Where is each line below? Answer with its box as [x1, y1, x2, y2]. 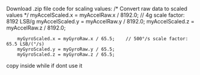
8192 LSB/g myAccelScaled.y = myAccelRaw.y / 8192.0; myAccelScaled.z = [6, 18, 195, 25]
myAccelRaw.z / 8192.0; [6, 24, 66, 31]
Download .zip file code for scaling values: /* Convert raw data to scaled [6, 5, 188, 12]
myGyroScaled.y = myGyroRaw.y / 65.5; [17, 46, 115, 52]
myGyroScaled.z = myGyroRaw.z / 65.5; [17, 52, 115, 58]
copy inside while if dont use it [6, 62, 83, 69]
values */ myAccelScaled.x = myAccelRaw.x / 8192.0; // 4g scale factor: [6, 11, 185, 19]
